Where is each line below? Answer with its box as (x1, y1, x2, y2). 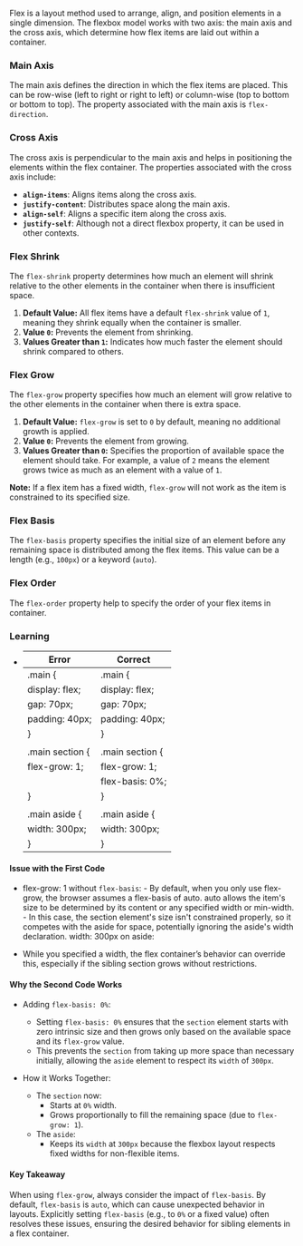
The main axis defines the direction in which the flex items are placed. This (9, 80, 289, 91)
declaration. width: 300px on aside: (22, 931, 156, 942)
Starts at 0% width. (49, 1100, 118, 1111)
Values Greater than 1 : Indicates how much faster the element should (22, 336, 283, 347)
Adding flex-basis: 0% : (22, 999, 111, 1010)
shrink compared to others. (22, 346, 124, 356)
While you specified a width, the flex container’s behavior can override (22, 949, 286, 959)
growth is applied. (22, 426, 90, 437)
